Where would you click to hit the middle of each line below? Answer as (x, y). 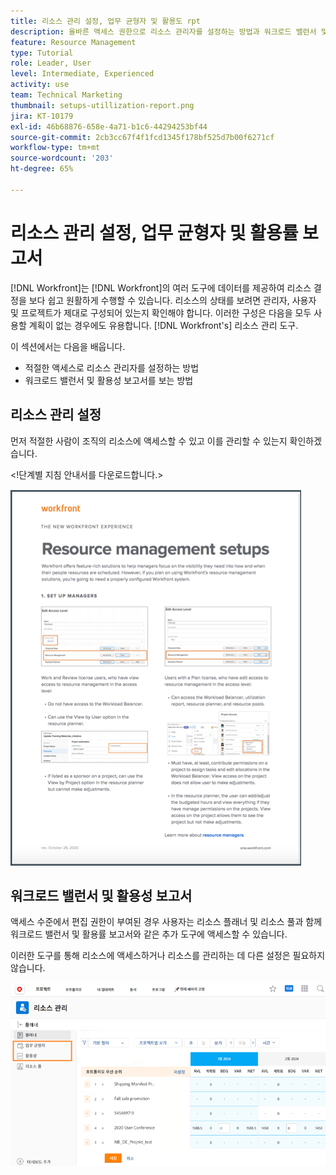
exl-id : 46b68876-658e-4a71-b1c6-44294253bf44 (109, 126)
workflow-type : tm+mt (55, 148)
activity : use (40, 85)
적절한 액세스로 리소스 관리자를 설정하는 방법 (112, 367)
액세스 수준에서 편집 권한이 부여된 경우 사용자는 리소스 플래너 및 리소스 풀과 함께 (166, 922)
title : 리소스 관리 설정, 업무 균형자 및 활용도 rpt (105, 21)
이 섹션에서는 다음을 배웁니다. (68, 346)
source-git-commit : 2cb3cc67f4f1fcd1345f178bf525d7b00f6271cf (142, 137)
